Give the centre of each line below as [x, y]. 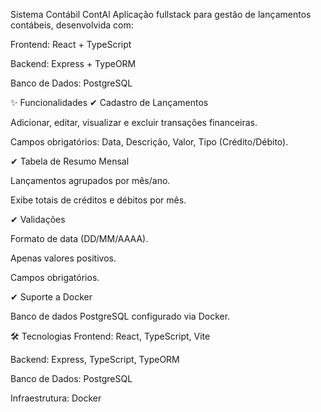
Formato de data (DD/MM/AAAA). [79, 238]
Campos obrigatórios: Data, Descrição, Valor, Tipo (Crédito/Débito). [149, 142]
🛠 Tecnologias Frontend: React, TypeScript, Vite [110, 336]
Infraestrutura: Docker [56, 398]
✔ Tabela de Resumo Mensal [70, 161]
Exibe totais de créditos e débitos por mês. [98, 200]
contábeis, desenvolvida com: [72, 25]
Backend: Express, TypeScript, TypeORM [95, 359]
